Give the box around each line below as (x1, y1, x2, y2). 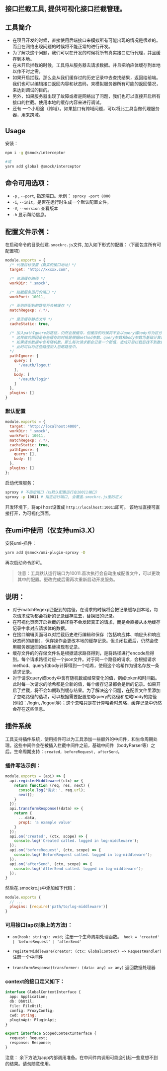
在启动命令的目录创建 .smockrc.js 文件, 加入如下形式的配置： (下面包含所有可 (5, 242, 162, 247)
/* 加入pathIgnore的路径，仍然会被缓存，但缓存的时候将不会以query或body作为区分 (9, 330, 163, 335)
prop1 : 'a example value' (18, 820, 72, 825)
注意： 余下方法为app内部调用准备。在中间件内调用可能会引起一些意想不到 (5, 1054, 158, 1060)
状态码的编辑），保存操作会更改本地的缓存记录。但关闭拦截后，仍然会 (12, 638, 154, 644)
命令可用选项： (5, 179, 51, 187)
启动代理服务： (5, 480, 36, 486)
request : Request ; (9, 1036, 48, 1041)
